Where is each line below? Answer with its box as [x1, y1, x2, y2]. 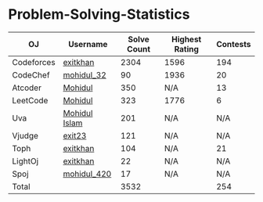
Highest [171, 34, 202, 45]
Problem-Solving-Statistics [8, 5, 190, 23]
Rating [174, 43, 200, 54]
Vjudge [12, 130, 39, 141]
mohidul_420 [63, 168, 112, 179]
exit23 [63, 130, 87, 141]
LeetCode [12, 95, 49, 106]
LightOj [12, 155, 39, 166]
